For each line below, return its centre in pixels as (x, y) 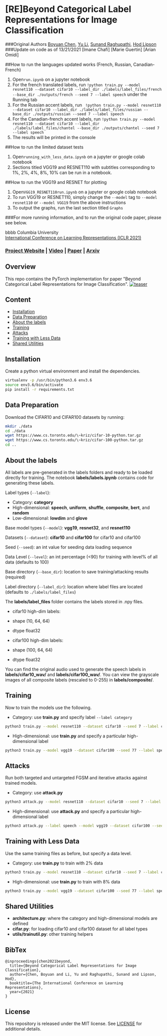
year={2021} (22, 992)
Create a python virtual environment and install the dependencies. (73, 371)
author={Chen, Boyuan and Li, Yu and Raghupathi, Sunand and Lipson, (83, 975)
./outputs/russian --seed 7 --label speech (78, 114)
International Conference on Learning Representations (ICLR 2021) (73, 237)
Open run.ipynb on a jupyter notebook (51, 79)
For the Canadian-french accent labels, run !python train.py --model (84, 119)
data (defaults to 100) (27, 562)
